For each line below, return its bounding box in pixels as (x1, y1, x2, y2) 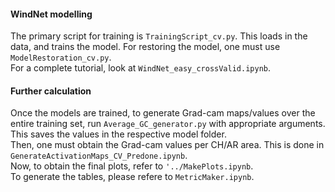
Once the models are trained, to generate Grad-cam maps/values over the (10, 107, 316, 119)
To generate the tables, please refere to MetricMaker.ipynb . (10, 171, 255, 183)
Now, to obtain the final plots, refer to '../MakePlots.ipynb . (10, 160, 254, 172)
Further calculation (10, 85, 92, 97)
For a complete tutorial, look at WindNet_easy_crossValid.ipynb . (10, 62, 271, 74)
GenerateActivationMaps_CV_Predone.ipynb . (10, 150, 188, 162)
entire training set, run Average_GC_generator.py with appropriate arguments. (10, 118, 326, 130)
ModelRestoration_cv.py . (10, 51, 112, 64)
